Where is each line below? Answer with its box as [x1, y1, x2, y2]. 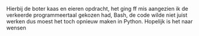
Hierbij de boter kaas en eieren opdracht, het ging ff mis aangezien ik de [6, 5, 189, 12]
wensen [6, 24, 26, 31]
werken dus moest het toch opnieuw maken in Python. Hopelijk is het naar [6, 18, 194, 25]
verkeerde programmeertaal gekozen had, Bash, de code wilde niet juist [6, 11, 187, 19]
